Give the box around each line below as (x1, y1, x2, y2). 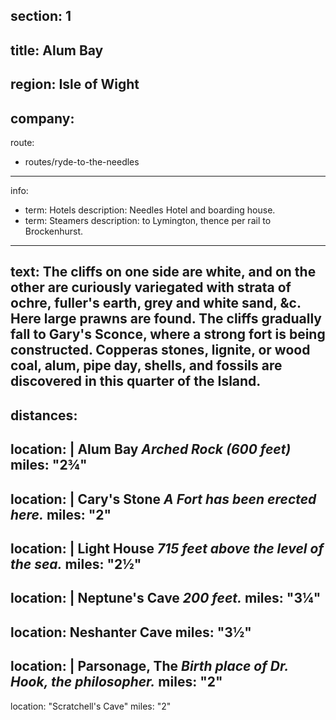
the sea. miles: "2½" (10, 555, 142, 573)
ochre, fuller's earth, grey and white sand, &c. (10, 295, 302, 312)
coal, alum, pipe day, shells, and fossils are (10, 357, 283, 374)
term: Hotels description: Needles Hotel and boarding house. (24, 204, 276, 216)
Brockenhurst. (24, 225, 84, 237)
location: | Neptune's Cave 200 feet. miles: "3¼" (10, 590, 322, 607)
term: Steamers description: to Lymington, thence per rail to (24, 214, 272, 226)
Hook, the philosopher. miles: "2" (10, 674, 223, 691)
